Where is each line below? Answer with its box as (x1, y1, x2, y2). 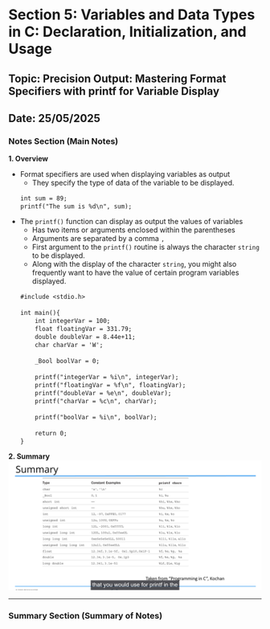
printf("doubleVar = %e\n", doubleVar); (35, 390, 172, 398)
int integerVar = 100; (35, 317, 111, 325)
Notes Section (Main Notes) (8, 135, 119, 146)
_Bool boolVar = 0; (35, 357, 100, 366)
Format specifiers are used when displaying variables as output (19, 170, 231, 179)
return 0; (35, 430, 67, 438)
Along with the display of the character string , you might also (31, 259, 237, 269)
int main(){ (19, 309, 60, 317)
